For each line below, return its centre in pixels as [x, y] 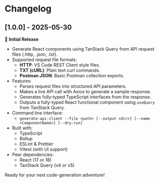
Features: [22, 81]
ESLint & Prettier [36, 144]
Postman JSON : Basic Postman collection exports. [72, 75]
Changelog [28, 9]
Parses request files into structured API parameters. [73, 86]
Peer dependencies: [33, 154]
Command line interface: [37, 113]
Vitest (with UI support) [44, 149]
